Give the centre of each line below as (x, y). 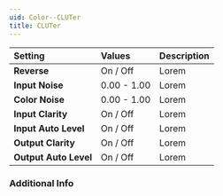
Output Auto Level (53, 157)
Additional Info (42, 184)
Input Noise (38, 85)
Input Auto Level (49, 128)
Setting (29, 56)
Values (115, 56)
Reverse (31, 70)
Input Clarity (41, 114)
